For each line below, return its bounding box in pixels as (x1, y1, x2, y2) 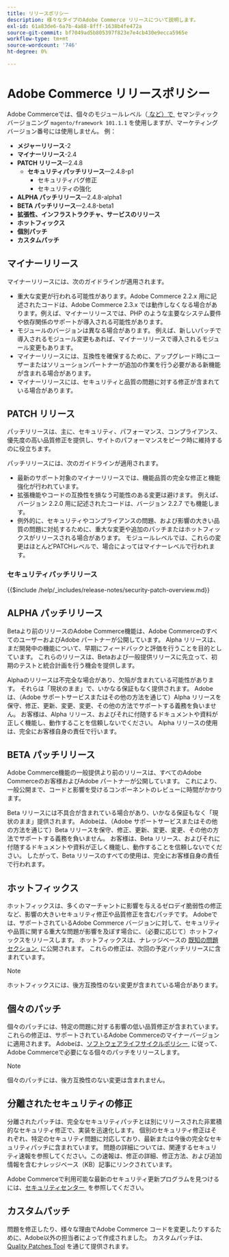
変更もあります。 (29, 343, 77, 352)
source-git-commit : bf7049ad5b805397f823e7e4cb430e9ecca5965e (7, 29, 188, 36)
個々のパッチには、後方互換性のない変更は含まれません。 (7, 1075, 169, 1084)
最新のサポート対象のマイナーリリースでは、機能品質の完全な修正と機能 (16, 474, 221, 482)
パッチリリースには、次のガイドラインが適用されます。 (7, 459, 162, 467)
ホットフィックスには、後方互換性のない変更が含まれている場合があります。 (7, 981, 222, 989)
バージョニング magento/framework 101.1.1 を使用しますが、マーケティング (7, 118, 219, 127)
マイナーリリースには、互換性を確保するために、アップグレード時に (16, 352, 208, 360)
